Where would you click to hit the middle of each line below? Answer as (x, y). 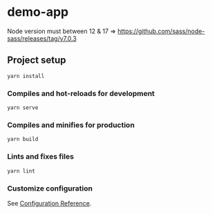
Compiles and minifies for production (71, 125)
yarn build (23, 139)
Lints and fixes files (41, 157)
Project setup (37, 60)
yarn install (26, 76)
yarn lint (21, 171)
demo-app (38, 12)
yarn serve (23, 108)
